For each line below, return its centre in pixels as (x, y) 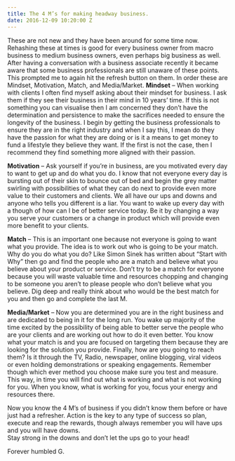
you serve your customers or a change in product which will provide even (113, 218)
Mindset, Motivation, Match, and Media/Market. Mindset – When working (113, 85)
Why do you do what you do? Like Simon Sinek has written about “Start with (117, 254)
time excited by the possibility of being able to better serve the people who (115, 327)
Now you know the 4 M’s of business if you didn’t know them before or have (117, 408)
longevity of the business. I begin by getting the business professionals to (114, 122)
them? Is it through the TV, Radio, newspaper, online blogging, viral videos (114, 357)
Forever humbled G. (36, 451)
